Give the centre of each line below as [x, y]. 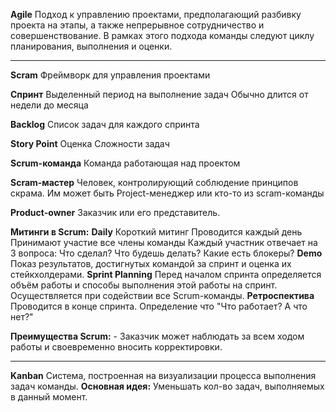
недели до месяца [49, 105]
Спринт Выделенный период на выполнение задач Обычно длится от [159, 94]
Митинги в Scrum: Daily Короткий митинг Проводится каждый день [156, 232]
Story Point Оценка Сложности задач [90, 143]
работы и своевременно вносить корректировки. [116, 347]
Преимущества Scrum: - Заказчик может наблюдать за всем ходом [157, 336]
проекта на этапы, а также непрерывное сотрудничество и [137, 25]
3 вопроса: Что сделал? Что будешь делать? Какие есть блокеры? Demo [166, 253]
